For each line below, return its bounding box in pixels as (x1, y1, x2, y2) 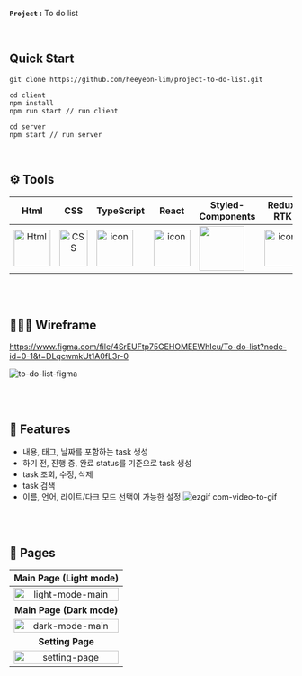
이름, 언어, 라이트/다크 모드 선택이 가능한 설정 (22, 491, 182, 502)
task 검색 (22, 481, 56, 491)
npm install (9, 98, 54, 107)
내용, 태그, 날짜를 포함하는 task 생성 (22, 446, 148, 457)
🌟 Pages (9, 545, 56, 561)
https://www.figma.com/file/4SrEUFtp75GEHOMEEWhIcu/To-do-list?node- (9, 341, 288, 352)
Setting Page (38, 635, 94, 648)
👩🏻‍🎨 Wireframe (9, 318, 97, 333)
